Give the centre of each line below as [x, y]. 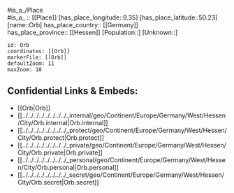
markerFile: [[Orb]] [37, 57]
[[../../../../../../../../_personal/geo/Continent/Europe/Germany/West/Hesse [121, 159]
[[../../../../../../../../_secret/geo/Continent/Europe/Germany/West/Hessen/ [121, 175]
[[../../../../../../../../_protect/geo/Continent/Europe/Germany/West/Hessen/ [122, 130]
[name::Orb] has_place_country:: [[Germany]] [73, 25]
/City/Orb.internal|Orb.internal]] [63, 122]
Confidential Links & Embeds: [73, 91]
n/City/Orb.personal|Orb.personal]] [68, 167]
